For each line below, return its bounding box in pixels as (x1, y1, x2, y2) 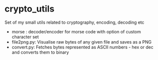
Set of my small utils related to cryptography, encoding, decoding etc (4, 19, 145, 25)
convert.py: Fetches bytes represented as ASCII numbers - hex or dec (11, 44, 154, 50)
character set (11, 34, 39, 40)
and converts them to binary (11, 49, 69, 55)
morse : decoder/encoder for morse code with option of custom (11, 29, 141, 34)
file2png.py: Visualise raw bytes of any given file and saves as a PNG (11, 39, 152, 45)
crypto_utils (4, 3, 54, 15)
